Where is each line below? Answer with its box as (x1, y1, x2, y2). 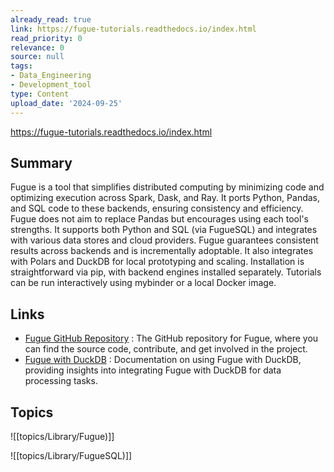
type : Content (10, 89, 70, 99)
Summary (10, 154, 73, 171)
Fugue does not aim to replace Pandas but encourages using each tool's (10, 213, 309, 225)
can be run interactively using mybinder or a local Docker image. (10, 277, 277, 289)
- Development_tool (10, 80, 92, 90)
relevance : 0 (10, 42, 65, 53)
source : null (10, 52, 65, 62)
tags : (10, 61, 33, 71)
